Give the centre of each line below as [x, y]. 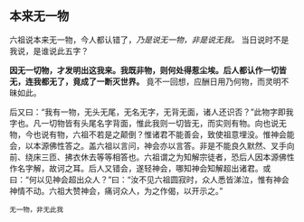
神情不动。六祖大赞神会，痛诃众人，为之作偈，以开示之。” [116, 190]
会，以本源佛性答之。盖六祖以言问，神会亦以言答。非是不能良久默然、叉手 [148, 145]
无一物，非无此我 [37, 209]
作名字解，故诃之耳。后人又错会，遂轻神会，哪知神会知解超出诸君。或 [140, 168]
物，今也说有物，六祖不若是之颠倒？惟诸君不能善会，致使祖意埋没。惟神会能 [152, 134]
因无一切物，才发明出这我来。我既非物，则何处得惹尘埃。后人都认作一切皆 [148, 69]
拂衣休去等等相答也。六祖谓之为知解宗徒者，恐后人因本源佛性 [180, 157]
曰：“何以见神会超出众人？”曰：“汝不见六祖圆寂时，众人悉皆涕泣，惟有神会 [149, 180]
